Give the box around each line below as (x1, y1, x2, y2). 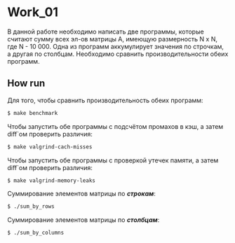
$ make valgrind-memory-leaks (7, 176, 96, 184)
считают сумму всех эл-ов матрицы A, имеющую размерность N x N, (7, 34, 218, 43)
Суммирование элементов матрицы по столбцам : (7, 216, 160, 224)
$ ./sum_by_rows (7, 203, 55, 210)
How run (7, 78, 46, 90)
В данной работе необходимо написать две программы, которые (7, 27, 205, 36)
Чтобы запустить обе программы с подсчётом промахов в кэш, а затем (7, 122, 224, 130)
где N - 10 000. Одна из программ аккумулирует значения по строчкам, (7, 42, 224, 50)
